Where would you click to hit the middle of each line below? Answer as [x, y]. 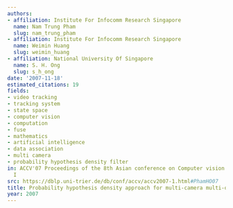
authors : [20, 14]
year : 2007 [23, 194]
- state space [28, 110]
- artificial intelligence [46, 143]
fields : [18, 91]
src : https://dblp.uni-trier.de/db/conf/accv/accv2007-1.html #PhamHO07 [113, 181]
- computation [28, 123]
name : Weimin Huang [42, 46]
